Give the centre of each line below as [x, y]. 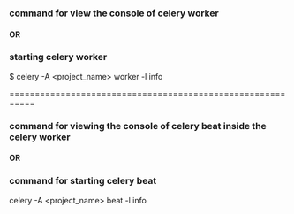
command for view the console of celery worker [114, 13]
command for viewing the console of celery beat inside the [138, 126]
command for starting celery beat [83, 181]
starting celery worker [58, 57]
